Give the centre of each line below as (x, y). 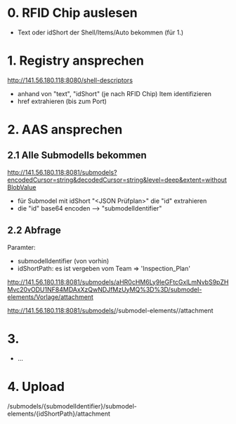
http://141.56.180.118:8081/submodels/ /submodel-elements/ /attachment (110, 310)
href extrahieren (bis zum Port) (62, 101)
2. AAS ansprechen (65, 130)
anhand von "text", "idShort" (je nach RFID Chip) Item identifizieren (114, 93)
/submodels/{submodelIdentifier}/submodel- (72, 406)
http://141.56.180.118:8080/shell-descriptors (70, 80)
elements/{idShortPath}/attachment (59, 413)
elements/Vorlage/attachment (50, 297)
